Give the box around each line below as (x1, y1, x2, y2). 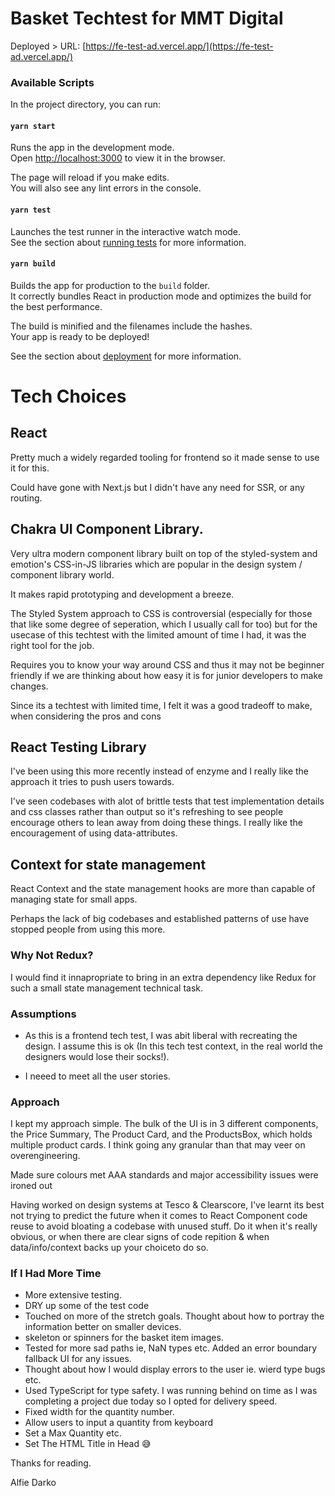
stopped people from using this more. (10, 923, 166, 936)
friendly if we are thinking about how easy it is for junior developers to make (10, 669, 323, 681)
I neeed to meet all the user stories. (24, 1070, 171, 1082)
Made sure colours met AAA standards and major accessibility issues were (10, 1169, 319, 1181)
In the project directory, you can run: (10, 98, 161, 111)
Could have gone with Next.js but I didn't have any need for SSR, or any (10, 481, 305, 493)
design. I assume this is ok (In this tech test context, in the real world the (24, 1040, 323, 1052)
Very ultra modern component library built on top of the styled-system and (10, 547, 318, 559)
